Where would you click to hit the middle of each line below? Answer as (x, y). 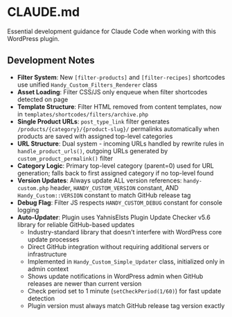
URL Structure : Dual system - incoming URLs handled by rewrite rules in (121, 144)
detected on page (43, 99)
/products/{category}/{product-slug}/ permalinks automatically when (118, 128)
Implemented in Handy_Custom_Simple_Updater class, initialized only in (126, 262)
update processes (53, 239)
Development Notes (51, 61)
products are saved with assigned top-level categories (95, 136)
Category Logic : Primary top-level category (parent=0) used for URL (116, 165)
